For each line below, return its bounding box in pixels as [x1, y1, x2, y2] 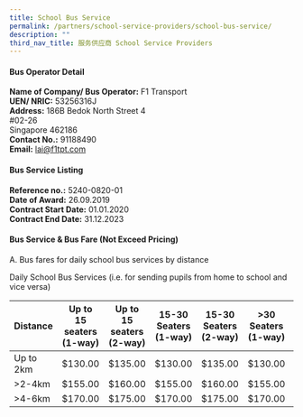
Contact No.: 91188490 [9, 134, 97, 145]
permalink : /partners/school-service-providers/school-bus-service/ [9, 22, 272, 31]
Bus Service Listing [9, 164, 84, 176]
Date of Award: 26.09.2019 [9, 194, 111, 205]
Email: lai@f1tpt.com [9, 144, 87, 154]
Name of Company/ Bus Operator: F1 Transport [9, 87, 188, 97]
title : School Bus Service [9, 13, 111, 23]
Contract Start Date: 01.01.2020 [9, 204, 129, 215]
